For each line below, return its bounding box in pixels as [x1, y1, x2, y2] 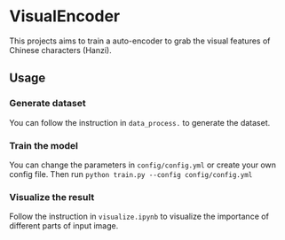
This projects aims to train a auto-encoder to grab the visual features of [9, 35, 271, 46]
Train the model [9, 139, 78, 151]
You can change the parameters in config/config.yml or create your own [9, 159, 277, 170]
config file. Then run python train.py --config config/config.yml [9, 168, 253, 179]
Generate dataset [9, 97, 86, 110]
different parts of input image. [9, 221, 119, 231]
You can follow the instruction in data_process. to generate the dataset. [9, 117, 271, 128]
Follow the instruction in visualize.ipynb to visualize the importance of [9, 211, 269, 222]
